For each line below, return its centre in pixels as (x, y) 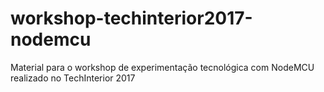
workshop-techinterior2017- (131, 18)
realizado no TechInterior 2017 (73, 78)
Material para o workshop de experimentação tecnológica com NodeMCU (162, 67)
